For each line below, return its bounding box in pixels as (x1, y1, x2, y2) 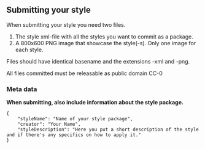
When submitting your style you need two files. (6, 21, 126, 28)
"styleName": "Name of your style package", (17, 116, 133, 122)
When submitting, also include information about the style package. (6, 99, 184, 106)
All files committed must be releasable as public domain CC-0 (6, 70, 163, 77)
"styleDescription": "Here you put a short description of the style (17, 126, 199, 133)
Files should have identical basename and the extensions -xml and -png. (6, 57, 190, 65)
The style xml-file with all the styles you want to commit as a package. (15, 33, 193, 40)
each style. (15, 46, 44, 53)
